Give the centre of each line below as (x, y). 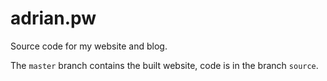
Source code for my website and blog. (89, 46)
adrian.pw (53, 18)
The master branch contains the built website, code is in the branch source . (164, 65)
